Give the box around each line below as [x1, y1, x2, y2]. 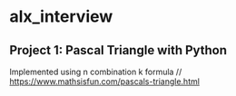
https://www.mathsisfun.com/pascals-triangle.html [9, 76, 200, 87]
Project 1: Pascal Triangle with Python [9, 43, 228, 58]
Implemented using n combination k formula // [9, 66, 182, 77]
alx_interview [9, 6, 113, 27]
